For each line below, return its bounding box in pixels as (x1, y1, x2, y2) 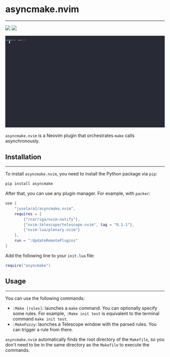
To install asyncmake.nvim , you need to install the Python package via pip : (5, 171, 157, 177)
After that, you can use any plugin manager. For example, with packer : (5, 191, 151, 197)
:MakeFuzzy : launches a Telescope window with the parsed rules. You (12, 321, 157, 327)
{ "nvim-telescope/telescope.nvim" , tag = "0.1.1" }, (23, 222, 135, 227)
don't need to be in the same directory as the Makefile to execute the (5, 341, 150, 347)
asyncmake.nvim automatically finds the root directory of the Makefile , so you (5, 336, 164, 342)
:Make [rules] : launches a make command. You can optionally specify (12, 305, 158, 311)
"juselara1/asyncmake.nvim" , (14, 206, 76, 211)
